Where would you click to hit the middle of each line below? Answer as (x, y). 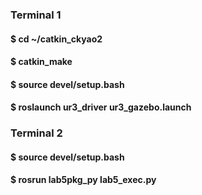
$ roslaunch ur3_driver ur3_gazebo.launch (101, 107)
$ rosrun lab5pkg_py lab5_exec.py (83, 180)
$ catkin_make (41, 62)
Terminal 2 (36, 133)
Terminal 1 (36, 15)
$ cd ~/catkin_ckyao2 (56, 39)
